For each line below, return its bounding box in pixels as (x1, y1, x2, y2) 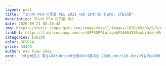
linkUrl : (5, 30, 23, 35)
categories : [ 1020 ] (5, 35, 45, 40)
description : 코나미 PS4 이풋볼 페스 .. (5, 16, 83, 21)
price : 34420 (5, 44, 32, 49)
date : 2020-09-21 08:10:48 (5, 21, 61, 26)
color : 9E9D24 (5, 40, 35, 45)
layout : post (5, 7, 32, 12)
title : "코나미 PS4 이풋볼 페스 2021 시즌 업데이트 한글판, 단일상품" (5, 12, 134, 17)
